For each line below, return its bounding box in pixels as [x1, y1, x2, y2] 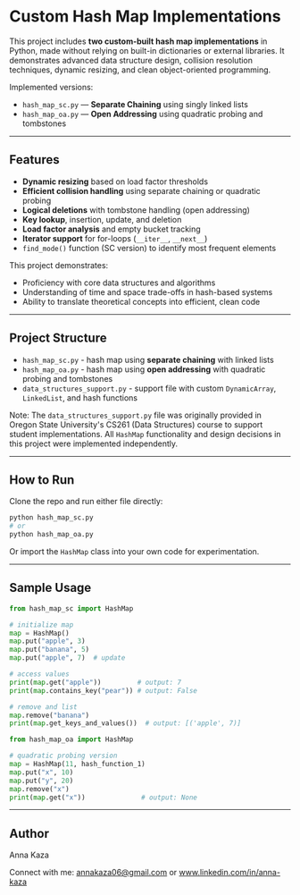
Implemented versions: [9, 81, 94, 92]
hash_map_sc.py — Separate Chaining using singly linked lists [21, 98, 248, 109]
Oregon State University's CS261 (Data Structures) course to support [9, 418, 263, 430]
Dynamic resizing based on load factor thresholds [21, 176, 208, 187]
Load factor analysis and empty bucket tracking [21, 224, 201, 234]
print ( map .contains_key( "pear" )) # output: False [9, 686, 198, 695]
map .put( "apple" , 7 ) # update [9, 654, 126, 663]
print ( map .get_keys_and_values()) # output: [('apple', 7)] [9, 719, 242, 728]
